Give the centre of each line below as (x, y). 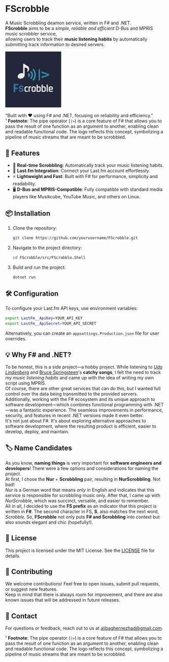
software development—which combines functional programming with (79, 404)
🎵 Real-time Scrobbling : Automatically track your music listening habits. (88, 165)
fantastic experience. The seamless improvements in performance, (93, 410)
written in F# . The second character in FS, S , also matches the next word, (82, 511)
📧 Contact (21, 616)
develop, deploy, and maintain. (37, 431)
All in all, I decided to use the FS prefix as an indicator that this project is (81, 506)
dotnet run (24, 277)
